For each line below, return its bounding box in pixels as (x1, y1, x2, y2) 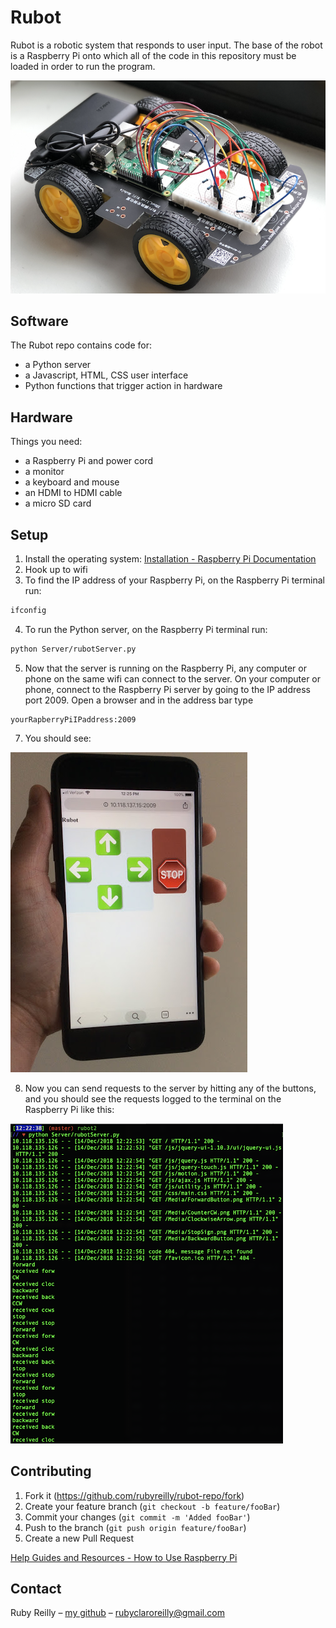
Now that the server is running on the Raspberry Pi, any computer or (24, 662, 307, 674)
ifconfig (10, 605, 47, 615)
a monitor (24, 466, 65, 478)
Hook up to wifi (24, 563, 88, 575)
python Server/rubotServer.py (10, 644, 137, 654)
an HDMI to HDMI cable (24, 487, 123, 499)
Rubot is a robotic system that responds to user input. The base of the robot (10, 39, 323, 51)
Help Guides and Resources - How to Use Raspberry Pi (10, 1551, 238, 1563)
